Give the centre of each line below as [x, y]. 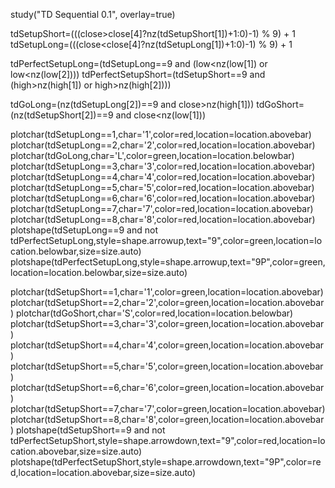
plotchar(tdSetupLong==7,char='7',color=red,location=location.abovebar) [162, 208]
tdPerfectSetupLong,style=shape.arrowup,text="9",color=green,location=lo [166, 240]
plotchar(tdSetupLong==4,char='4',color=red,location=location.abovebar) [163, 177]
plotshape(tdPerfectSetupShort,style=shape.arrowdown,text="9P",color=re [166, 462]
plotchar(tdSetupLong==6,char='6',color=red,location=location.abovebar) [163, 198]
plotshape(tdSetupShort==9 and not [91, 430]
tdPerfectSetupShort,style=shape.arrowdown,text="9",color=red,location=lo [168, 440]
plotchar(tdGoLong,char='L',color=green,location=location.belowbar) [152, 155]
